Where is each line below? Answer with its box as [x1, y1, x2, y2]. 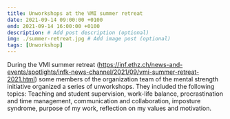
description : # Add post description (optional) [7, 29, 149, 36]
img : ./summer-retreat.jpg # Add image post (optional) [7, 36, 171, 42]
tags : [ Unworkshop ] [7, 42, 63, 49]
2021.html [7, 75, 36, 83]
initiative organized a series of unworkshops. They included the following [7, 83, 215, 90]
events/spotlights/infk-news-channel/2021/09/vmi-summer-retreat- [7, 68, 200, 76]
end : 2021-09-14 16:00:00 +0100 [7, 23, 100, 29]
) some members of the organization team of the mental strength [34, 75, 219, 83]
